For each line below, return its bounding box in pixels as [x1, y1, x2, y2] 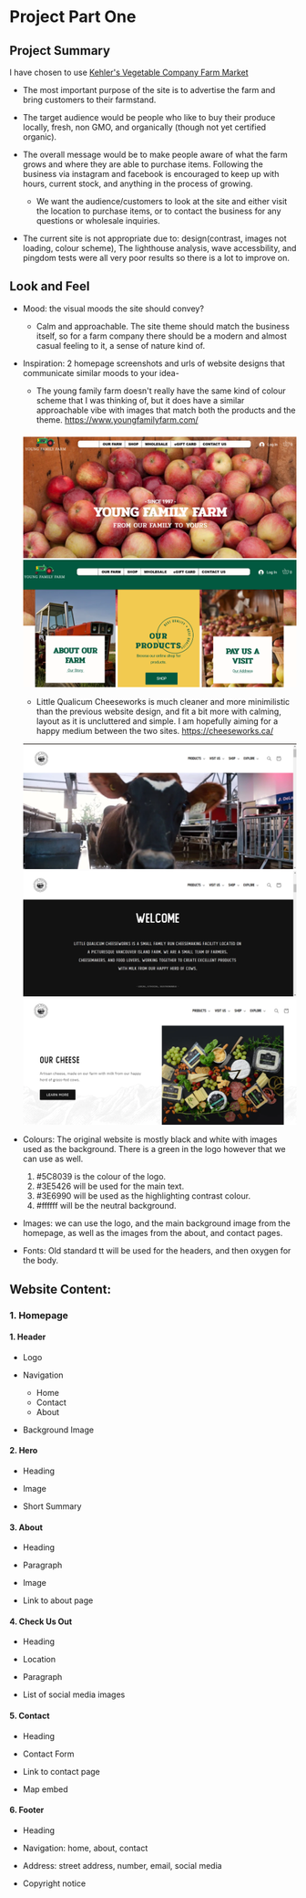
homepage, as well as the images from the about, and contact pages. [22, 1228, 283, 1239]
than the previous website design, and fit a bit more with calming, [36, 706, 282, 717]
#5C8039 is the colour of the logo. [36, 1171, 167, 1182]
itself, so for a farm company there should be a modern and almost [36, 330, 287, 341]
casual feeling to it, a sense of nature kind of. [36, 340, 206, 351]
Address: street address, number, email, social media [22, 1860, 222, 1871]
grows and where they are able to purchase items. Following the [22, 159, 264, 170]
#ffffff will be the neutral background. [36, 1201, 177, 1211]
